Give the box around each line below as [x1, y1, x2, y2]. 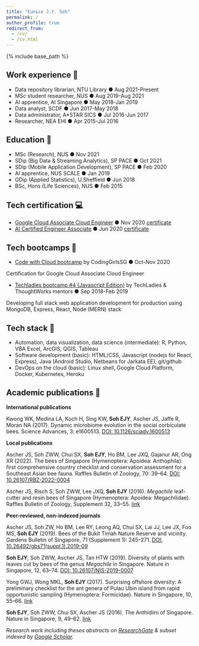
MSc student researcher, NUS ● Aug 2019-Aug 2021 [14, 92, 144, 99]
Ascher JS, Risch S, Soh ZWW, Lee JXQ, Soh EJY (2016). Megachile [6, 487, 173, 495]
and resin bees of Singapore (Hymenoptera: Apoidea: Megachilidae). [21, 494, 191, 501]
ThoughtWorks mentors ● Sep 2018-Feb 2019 [14, 288, 128, 295]
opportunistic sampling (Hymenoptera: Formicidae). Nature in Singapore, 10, [6, 591, 193, 598]
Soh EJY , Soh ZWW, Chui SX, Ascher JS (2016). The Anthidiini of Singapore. [6, 608, 194, 616]
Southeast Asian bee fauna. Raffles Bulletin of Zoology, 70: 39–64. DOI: [6, 470, 181, 477]
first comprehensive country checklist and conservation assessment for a [6, 463, 187, 471]
